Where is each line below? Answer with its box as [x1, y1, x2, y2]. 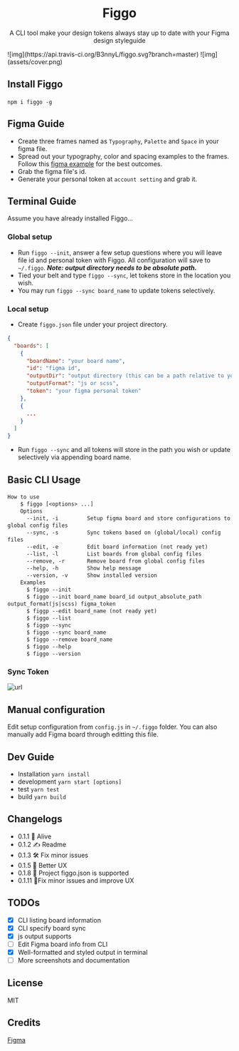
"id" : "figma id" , [26, 365, 81, 372]
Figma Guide [7, 118, 65, 130]
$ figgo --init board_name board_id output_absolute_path [26, 593, 202, 600]
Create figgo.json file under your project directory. [17, 319, 169, 329]
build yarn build [17, 792, 66, 801]
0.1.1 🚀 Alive [17, 832, 52, 841]
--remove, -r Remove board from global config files [26, 558, 205, 565]
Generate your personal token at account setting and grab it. [17, 175, 198, 183]
